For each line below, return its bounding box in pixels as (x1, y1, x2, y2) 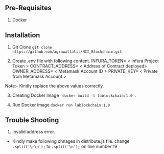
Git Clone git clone (12, 44, 52, 50)
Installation (5, 31, 40, 40)
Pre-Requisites (5, 4, 52, 12)
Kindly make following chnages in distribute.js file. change (12, 138, 130, 144)
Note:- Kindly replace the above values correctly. (5, 83, 104, 88)
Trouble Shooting (5, 116, 59, 124)
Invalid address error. (12, 129, 55, 135)
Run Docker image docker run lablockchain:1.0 (12, 102, 110, 108)
